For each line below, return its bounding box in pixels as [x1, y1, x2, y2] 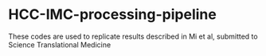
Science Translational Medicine [8, 39, 111, 49]
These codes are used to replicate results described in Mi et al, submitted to [8, 32, 258, 41]
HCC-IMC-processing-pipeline [8, 6, 217, 24]
